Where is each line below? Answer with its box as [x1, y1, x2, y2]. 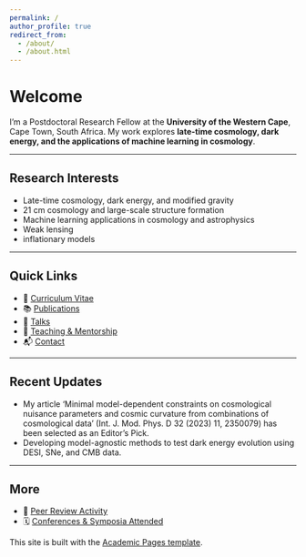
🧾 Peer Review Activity [22, 506, 108, 517]
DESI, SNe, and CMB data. [22, 447, 122, 458]
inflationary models [22, 233, 96, 244]
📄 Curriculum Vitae [22, 292, 94, 303]
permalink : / [9, 13, 59, 23]
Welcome [9, 86, 83, 107]
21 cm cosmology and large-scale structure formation [22, 204, 225, 215]
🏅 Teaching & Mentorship [22, 325, 118, 337]
